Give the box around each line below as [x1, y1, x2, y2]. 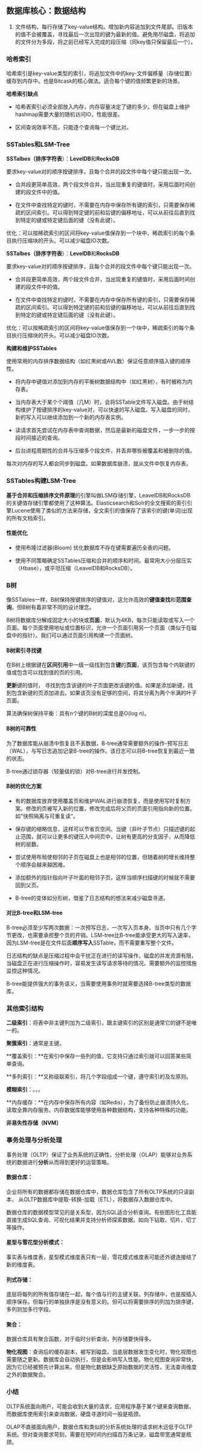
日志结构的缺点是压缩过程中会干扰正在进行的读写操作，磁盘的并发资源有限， [6, 952, 197, 960]
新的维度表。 [6, 1261, 38, 1268]
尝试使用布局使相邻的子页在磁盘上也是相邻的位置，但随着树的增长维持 [14, 853, 190, 860]
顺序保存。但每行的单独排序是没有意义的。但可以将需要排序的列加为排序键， [6, 1298, 197, 1305]
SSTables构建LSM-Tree [6, 477, 77, 485]
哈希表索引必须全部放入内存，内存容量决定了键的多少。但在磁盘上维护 [14, 103, 190, 110]
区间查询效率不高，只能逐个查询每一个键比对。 [14, 124, 132, 131]
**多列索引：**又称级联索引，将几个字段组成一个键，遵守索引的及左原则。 [6, 1073, 192, 1080]
